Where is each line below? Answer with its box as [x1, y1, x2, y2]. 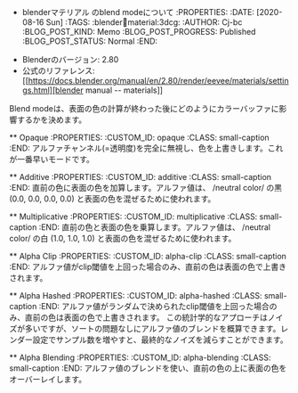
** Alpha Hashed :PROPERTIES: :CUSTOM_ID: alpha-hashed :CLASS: [9, 291, 262, 300]
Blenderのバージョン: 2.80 [21, 54, 119, 64]
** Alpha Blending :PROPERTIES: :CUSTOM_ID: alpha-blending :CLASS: [9, 352, 271, 363]
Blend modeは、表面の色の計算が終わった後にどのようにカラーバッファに [9, 103, 279, 113]
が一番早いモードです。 [9, 154, 95, 164]
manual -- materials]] [85, 85, 163, 95]
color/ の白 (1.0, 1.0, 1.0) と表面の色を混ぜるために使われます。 [9, 233, 237, 243]
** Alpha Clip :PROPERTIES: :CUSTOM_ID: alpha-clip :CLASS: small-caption [9, 251, 287, 261]
